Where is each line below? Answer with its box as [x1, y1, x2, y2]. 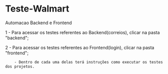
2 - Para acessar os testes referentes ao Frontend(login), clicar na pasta [5, 44, 154, 50]
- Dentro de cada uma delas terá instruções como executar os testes [14, 59, 163, 64]
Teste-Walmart [5, 3, 69, 15]
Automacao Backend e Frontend [5, 20, 72, 26]
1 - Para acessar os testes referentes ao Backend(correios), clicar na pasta [5, 29, 160, 35]
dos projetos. [5, 64, 35, 69]
